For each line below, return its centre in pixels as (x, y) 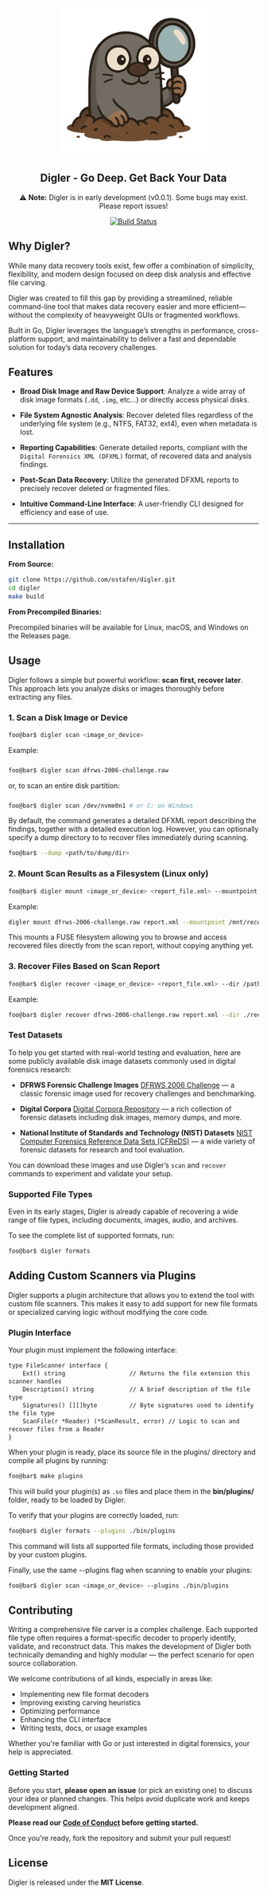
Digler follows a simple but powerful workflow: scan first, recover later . (126, 680)
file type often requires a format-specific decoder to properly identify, (122, 1638)
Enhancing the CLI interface (65, 1720)
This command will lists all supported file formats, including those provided (131, 1546)
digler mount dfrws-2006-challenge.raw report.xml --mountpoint (117, 922)
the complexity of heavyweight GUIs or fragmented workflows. (137, 315)
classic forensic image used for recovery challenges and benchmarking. (138, 1093)
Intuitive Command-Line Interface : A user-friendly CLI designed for (132, 504)
